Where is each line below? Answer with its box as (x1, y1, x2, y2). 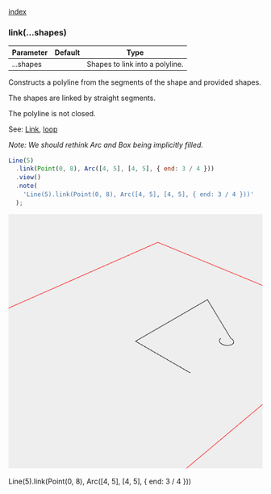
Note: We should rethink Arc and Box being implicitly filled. (8, 140, 204, 149)
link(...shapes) (8, 27, 67, 38)
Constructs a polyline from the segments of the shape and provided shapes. (8, 77, 262, 87)
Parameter (11, 48, 48, 57)
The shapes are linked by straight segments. (8, 93, 156, 103)
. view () (15, 174, 42, 182)
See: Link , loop (8, 124, 58, 134)
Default (54, 48, 81, 57)
